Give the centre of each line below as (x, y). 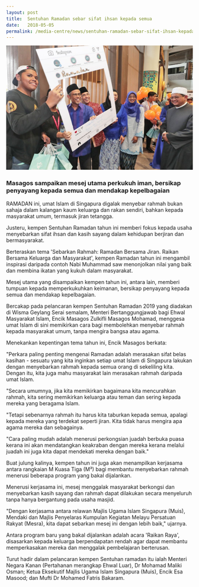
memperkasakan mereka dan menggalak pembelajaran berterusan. (88, 547)
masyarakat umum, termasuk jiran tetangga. (60, 216)
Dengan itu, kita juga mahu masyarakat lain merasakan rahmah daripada (94, 373)
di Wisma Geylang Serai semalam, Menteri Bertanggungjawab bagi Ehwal (96, 312)
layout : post (22, 12)
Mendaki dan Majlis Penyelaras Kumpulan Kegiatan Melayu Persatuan (91, 517)
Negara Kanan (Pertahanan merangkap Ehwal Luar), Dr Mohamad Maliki (94, 565)
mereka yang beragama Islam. (43, 403)
